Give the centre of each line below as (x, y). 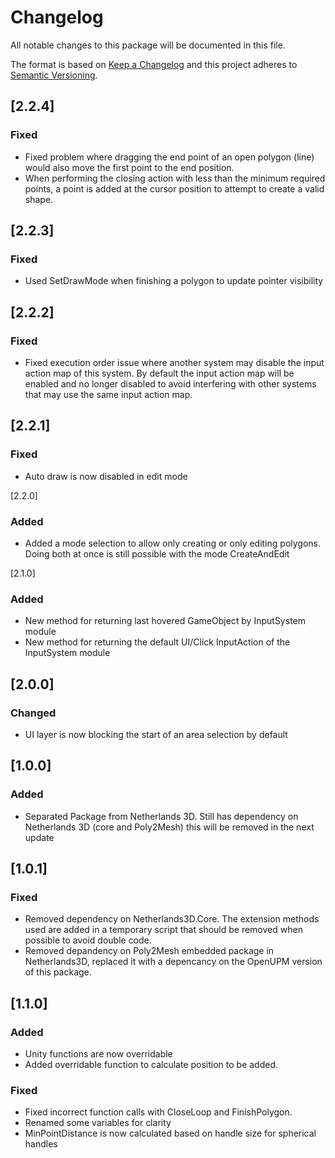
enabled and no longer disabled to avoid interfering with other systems (170, 384)
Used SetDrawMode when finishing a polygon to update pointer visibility (174, 281)
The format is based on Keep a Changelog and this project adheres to (154, 64)
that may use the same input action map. (108, 394)
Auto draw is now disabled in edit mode (106, 476)
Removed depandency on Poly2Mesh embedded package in (149, 951)
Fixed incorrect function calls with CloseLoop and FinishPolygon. (158, 1112)
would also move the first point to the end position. (129, 167)
